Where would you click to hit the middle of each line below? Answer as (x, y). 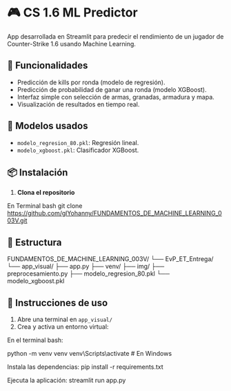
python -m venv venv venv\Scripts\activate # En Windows (90, 353)
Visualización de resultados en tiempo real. (78, 104)
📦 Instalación (38, 172)
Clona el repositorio (46, 193)
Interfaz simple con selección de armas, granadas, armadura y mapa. (116, 97)
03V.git (17, 220)
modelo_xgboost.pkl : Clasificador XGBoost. (78, 150)
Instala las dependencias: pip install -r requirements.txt (85, 367)
